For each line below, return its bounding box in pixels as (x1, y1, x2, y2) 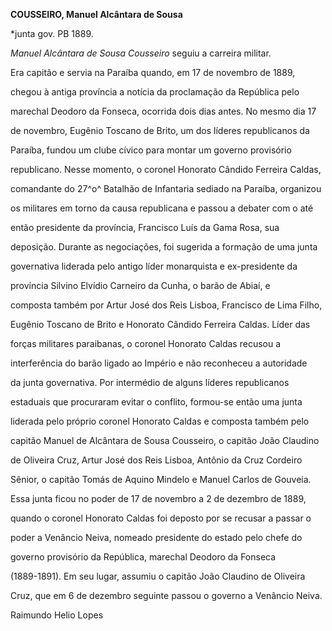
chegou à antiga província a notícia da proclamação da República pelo (10, 86, 300, 98)
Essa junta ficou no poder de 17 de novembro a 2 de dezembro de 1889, (10, 493, 307, 504)
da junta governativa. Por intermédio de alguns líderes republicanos (10, 377, 290, 388)
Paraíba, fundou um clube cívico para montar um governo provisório (10, 144, 292, 156)
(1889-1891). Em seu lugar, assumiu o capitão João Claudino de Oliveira (10, 570, 306, 582)
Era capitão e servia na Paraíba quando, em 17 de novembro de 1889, (10, 67, 296, 78)
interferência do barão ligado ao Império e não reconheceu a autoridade (10, 357, 308, 369)
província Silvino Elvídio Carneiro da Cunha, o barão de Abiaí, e (10, 280, 271, 291)
